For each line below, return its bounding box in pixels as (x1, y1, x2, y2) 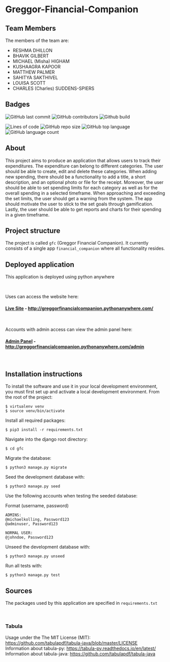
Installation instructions (5, 370, 82, 379)
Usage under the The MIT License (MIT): (5, 634, 91, 641)
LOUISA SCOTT (12, 80, 46, 86)
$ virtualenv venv (5, 404, 44, 409)
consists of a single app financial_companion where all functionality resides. (5, 245, 165, 251)
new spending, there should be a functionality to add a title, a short (5, 174, 146, 180)
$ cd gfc (5, 446, 24, 452)
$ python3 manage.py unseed (5, 554, 65, 559)
